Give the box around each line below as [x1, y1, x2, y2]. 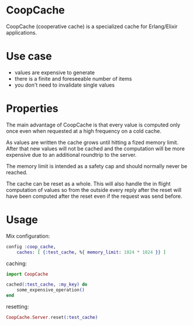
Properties [6, 102, 58, 115]
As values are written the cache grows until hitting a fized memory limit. [6, 139, 179, 146]
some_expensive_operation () [16, 287, 85, 293]
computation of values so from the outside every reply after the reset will [6, 186, 182, 193]
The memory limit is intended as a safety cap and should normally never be [6, 162, 188, 170]
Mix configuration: [6, 232, 50, 239]
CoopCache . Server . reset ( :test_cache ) [6, 314, 98, 320]
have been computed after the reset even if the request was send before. [6, 193, 182, 200]
